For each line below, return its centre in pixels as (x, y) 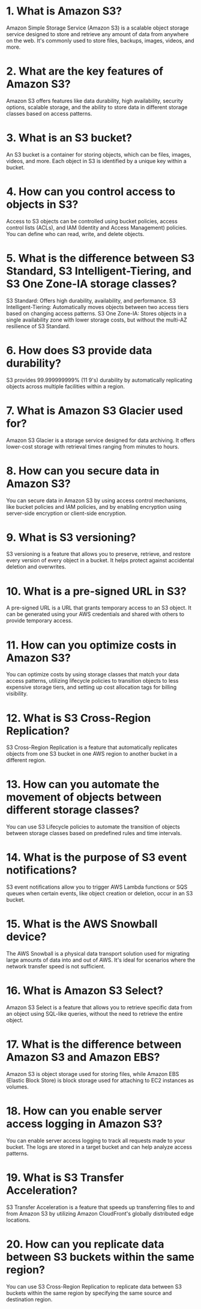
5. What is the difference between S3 (100, 258)
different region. (26, 760)
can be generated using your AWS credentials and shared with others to (95, 614)
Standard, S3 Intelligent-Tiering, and (99, 271)
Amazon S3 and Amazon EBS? (83, 1057)
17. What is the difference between (94, 1044)
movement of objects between (84, 798)
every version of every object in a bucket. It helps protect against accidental (100, 561)
